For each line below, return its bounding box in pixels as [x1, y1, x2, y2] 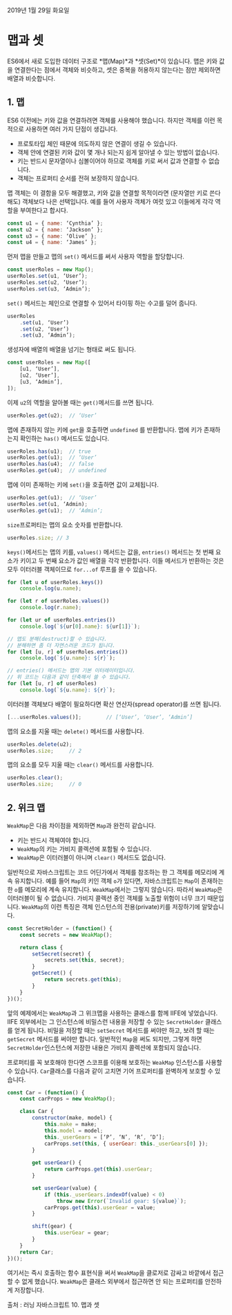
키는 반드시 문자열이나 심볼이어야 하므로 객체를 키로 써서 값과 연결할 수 [17, 156, 207, 165]
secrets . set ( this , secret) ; [43, 957, 126, 964]
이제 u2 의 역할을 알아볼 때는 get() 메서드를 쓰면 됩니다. [7, 398, 154, 407]
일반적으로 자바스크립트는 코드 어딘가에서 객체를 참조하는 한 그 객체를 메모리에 [7, 868, 217, 876]
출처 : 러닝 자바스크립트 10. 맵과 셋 [7, 1300, 100, 1309]
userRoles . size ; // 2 [7, 747, 81, 754]
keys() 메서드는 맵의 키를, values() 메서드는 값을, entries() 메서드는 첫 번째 [7, 548, 214, 556]
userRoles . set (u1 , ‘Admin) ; [7, 501, 88, 507]
